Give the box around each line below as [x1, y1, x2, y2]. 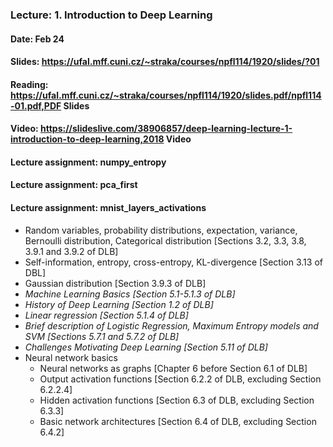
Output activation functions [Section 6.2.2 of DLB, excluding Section [39, 373, 322, 385]
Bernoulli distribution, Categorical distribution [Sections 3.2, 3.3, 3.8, [24, 234, 307, 247]
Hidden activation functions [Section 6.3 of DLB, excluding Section [39, 394, 315, 406]
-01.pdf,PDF [10, 99, 62, 112]
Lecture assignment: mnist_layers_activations [10, 202, 207, 214]
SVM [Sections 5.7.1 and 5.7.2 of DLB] [24, 330, 180, 342]
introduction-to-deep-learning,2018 [10, 133, 165, 145]
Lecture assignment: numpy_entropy [10, 156, 167, 168]
